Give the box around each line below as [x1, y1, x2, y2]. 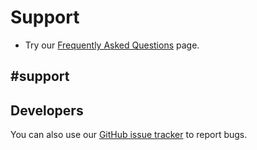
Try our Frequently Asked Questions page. [24, 39, 200, 51]
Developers [10, 102, 84, 119]
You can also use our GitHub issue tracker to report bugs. [10, 129, 248, 141]
